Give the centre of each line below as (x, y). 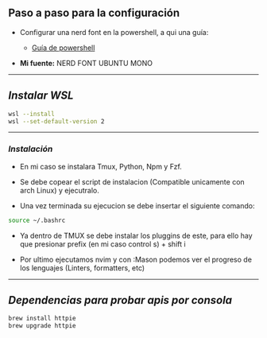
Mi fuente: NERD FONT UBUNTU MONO (86, 63)
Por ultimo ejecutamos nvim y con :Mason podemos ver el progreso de (136, 259)
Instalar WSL (41, 96)
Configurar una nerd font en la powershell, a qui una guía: (114, 32)
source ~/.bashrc (37, 220)
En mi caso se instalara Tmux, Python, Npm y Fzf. (101, 166)
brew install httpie (43, 319)
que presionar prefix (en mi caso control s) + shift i (103, 244)
